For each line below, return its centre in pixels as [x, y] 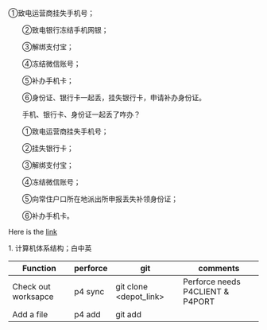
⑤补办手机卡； [48, 81]
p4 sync [89, 291]
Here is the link [33, 232]
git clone [132, 287]
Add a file [30, 314]
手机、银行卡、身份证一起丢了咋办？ [81, 115]
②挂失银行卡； [48, 148]
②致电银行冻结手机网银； [65, 30]
